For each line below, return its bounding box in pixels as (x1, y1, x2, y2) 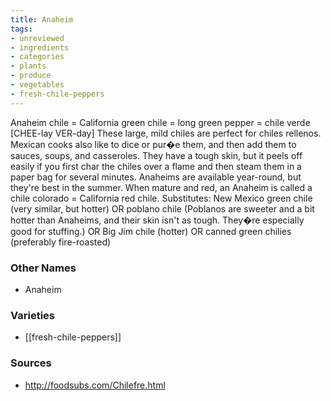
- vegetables (10, 80, 65, 90)
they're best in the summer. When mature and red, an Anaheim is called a (10, 181, 313, 193)
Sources (10, 356, 52, 370)
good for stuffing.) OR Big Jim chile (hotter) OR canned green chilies (10, 225, 292, 237)
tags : (10, 24, 33, 34)
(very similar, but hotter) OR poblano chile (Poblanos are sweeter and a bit (10, 202, 315, 215)
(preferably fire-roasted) (10, 236, 112, 248)
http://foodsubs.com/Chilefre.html (24, 379, 166, 391)
